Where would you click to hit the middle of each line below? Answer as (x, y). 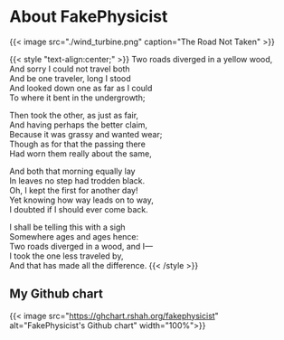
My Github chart (57, 294)
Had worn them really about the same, (80, 153)
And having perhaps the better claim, (78, 125)
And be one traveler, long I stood (70, 78)
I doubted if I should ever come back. (79, 209)
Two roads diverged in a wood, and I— (81, 246)
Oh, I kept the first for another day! (74, 190)
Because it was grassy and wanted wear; (86, 134)
